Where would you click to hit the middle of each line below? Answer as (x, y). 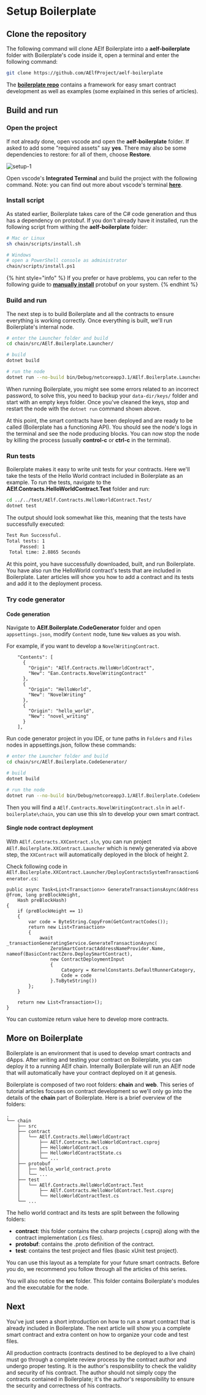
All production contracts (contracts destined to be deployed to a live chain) (101, 1353)
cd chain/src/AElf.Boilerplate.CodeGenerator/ (67, 762)
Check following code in (37, 866)
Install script (25, 201)
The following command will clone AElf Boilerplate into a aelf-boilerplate (98, 48)
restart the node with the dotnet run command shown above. (84, 409)
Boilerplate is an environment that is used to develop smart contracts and (99, 1053)
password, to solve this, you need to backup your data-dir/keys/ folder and (102, 395)
